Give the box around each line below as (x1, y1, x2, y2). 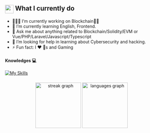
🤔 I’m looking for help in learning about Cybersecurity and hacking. (12, 39, 146, 45)
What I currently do (15, 4, 75, 13)
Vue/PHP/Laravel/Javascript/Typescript (12, 34, 92, 40)
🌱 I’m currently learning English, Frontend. (12, 23, 96, 29)
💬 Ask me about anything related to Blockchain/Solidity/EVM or (12, 29, 138, 34)
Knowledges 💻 (5, 57, 36, 63)
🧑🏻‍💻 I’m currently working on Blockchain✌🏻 (12, 18, 100, 24)
